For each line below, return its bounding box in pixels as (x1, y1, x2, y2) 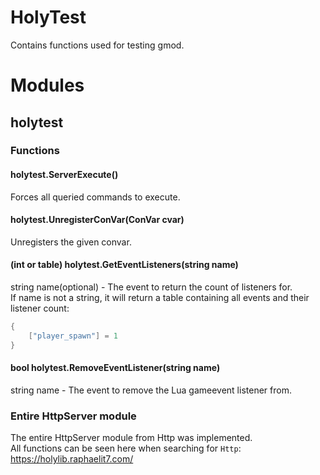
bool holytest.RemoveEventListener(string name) (10, 362, 221, 374)
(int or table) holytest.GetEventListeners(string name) (10, 259, 239, 271)
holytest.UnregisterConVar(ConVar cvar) (10, 214, 185, 226)
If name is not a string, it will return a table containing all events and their (10, 292, 310, 304)
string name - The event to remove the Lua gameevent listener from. (10, 384, 292, 396)
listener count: (10, 302, 70, 315)
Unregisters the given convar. (10, 236, 132, 248)
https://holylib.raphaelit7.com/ (10, 453, 134, 465)
